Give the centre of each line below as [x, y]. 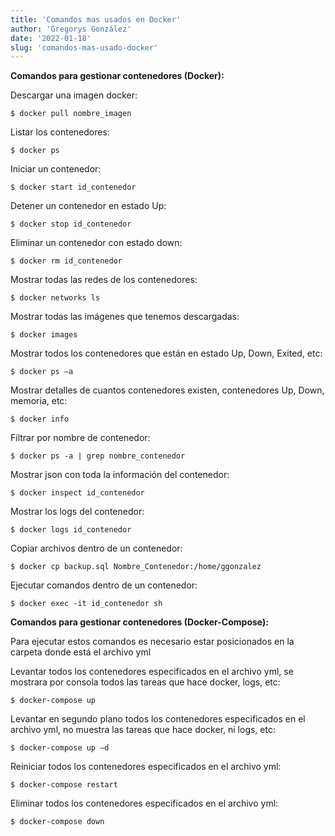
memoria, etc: [39, 401]
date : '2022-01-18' [51, 38]
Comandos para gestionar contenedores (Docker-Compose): [139, 622]
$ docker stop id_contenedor [71, 224]
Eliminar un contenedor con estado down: [96, 243]
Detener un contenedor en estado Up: [88, 206]
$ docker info [40, 419]
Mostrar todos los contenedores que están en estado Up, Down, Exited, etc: [166, 353]
